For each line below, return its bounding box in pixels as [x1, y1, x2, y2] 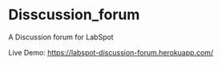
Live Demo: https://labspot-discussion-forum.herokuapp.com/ [8, 47, 214, 57]
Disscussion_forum [8, 6, 140, 24]
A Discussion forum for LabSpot [8, 32, 114, 42]
